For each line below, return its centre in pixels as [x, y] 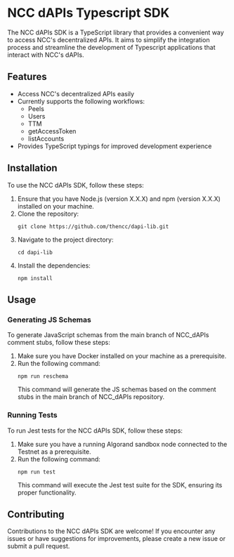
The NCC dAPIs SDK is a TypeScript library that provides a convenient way [116, 32]
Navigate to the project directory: [65, 240]
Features [27, 77]
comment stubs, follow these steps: [59, 343]
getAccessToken [52, 131]
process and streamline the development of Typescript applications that [111, 47]
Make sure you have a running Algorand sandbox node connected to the [122, 444]
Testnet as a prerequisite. [54, 452]
